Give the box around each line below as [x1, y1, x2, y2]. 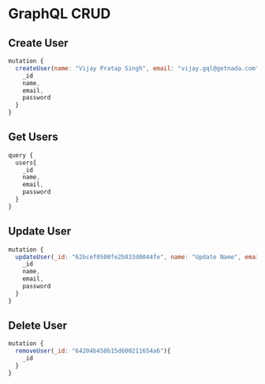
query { [8, 151, 34, 159]
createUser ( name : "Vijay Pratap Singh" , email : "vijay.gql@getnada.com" [15, 64, 259, 72]
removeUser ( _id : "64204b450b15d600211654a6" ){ [15, 347, 171, 356]
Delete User [8, 319, 68, 333]
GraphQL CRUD [8, 5, 111, 23]
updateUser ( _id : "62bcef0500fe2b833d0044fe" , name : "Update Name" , [15, 253, 242, 261]
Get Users [8, 130, 58, 144]
